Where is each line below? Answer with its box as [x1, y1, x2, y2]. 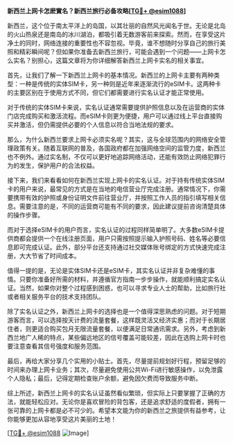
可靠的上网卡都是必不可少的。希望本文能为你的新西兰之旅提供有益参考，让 [12, 406, 226, 414]
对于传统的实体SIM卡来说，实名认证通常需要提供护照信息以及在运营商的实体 [7, 104, 225, 111]
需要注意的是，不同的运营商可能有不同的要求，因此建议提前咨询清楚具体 [19, 202, 226, 211]
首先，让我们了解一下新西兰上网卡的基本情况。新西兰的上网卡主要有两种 [7, 71, 214, 79]
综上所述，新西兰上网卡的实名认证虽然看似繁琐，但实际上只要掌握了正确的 [7, 389, 220, 397]
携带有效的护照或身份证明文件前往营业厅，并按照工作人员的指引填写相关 [12, 194, 220, 202]
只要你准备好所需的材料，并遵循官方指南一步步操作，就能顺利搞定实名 [19, 275, 220, 283]
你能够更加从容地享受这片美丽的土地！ [7, 415, 116, 423]
